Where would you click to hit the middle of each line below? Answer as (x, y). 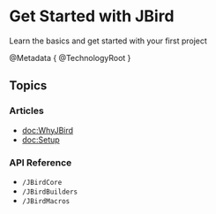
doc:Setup (41, 140)
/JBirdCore (42, 182)
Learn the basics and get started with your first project (108, 41)
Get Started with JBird (92, 16)
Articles (26, 111)
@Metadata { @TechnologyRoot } (70, 57)
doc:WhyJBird (47, 130)
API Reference (41, 163)
